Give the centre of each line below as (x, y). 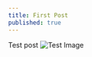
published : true (35, 23)
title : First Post (38, 15)
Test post (23, 45)
